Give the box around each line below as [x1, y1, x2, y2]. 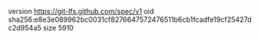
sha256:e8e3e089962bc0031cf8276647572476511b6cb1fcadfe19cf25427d [8, 15, 253, 24]
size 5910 [42, 23, 75, 32]
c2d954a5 [8, 23, 42, 32]
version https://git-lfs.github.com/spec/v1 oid [8, 7, 155, 16]
